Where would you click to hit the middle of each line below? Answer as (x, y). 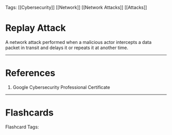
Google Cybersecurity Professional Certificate (61, 87)
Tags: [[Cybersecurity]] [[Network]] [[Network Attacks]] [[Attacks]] (76, 7)
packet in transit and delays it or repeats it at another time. (67, 48)
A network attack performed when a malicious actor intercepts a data (79, 42)
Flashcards (29, 113)
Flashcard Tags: (22, 127)
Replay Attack (36, 28)
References (30, 73)
